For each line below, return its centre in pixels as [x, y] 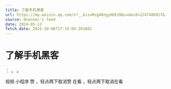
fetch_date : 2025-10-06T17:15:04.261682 [49, 29]
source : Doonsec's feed [31, 19]
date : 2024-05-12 [24, 24]
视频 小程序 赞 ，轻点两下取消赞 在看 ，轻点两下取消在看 [64, 81]
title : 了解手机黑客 [25, 10]
